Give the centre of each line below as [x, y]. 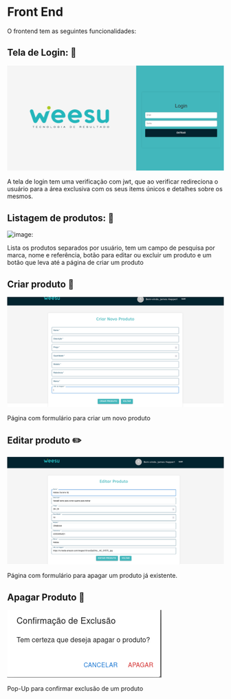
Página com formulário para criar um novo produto [79, 418]
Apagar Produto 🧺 [46, 597]
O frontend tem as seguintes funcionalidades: [71, 31]
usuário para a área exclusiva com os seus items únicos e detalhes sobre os [115, 189]
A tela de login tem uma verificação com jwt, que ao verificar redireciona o [113, 182]
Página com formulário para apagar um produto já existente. [92, 576]
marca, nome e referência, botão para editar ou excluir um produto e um [109, 255]
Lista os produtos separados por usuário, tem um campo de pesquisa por [111, 248]
